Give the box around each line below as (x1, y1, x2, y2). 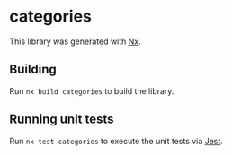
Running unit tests (9, 112, 114, 127)
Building (9, 62, 57, 77)
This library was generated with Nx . (9, 36, 141, 47)
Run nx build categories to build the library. (9, 85, 174, 96)
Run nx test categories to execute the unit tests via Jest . (9, 135, 223, 146)
